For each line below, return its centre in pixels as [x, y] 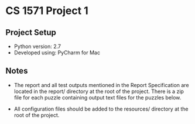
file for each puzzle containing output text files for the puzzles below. [97, 97]
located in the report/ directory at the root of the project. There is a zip [99, 91]
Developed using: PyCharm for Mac [57, 53]
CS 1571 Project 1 [47, 11]
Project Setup [31, 32]
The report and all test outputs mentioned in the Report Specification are [101, 85]
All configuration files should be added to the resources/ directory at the [101, 109]
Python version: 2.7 [37, 46]
